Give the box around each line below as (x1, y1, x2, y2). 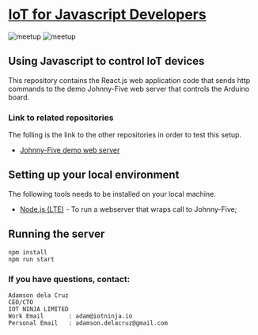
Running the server (8, 228, 105, 241)
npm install (8, 248, 47, 256)
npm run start (8, 255, 55, 263)
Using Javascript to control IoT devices (8, 55, 205, 68)
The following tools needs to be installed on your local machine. (8, 189, 216, 198)
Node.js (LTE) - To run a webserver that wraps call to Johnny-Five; (19, 204, 237, 214)
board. (8, 92, 30, 102)
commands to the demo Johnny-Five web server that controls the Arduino (8, 84, 250, 93)
